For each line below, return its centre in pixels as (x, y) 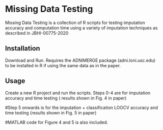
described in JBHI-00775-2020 (37, 33)
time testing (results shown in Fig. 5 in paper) (51, 113)
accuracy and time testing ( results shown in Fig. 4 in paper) (66, 98)
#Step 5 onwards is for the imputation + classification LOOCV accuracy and (81, 107)
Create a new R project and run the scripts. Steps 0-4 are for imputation (78, 93)
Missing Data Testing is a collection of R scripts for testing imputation (75, 23)
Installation (23, 48)
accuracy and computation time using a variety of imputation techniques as (81, 27)
